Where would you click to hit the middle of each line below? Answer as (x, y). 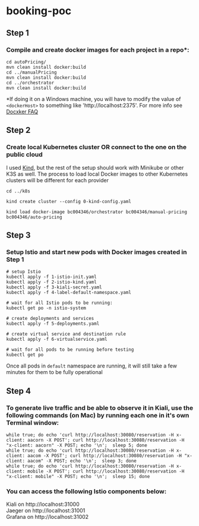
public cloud (24, 154)
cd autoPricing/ (26, 62)
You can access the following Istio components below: (86, 491)
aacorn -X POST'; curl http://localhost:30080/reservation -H (106, 440)
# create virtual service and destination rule (66, 334)
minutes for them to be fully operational (54, 372)
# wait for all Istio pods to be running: (59, 303)
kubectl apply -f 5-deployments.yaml (53, 324)
